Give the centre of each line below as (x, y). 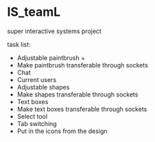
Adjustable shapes (43, 87)
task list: (19, 44)
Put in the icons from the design (62, 131)
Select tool (32, 116)
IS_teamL (34, 12)
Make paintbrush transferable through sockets (83, 65)
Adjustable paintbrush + (51, 58)
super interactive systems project (54, 31)
